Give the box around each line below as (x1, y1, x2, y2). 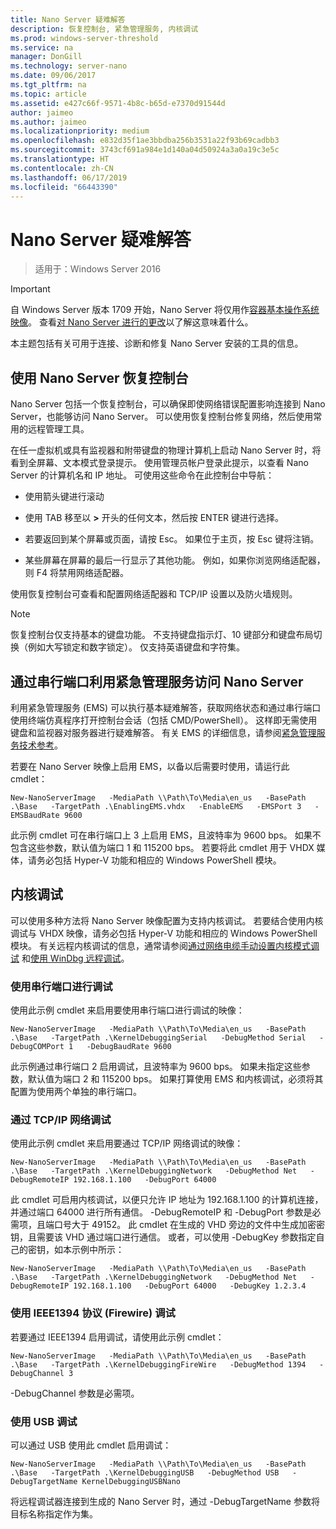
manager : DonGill (10, 52, 83, 62)
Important (10, 283, 51, 295)
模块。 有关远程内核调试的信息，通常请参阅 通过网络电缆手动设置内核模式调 (10, 939, 320, 951)
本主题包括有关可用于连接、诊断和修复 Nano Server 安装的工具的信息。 (10, 337, 304, 350)
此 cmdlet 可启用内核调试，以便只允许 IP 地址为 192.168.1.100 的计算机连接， (10, 1194, 324, 1206)
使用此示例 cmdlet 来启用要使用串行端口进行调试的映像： (10, 1004, 245, 1016)
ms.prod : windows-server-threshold (10, 33, 159, 43)
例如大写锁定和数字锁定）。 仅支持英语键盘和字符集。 (27, 641, 245, 653)
